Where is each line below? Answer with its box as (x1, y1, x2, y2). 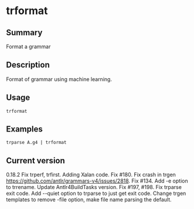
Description (6, 60, 50, 70)
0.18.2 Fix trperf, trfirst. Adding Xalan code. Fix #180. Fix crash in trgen (6, 171, 176, 178)
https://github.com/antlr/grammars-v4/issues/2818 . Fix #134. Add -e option (6, 177, 189, 184)
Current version (6, 156, 66, 166)
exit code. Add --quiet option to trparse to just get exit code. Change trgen (6, 190, 186, 197)
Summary (6, 28, 43, 38)
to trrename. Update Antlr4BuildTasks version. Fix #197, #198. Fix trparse (6, 184, 182, 191)
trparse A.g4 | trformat (6, 140, 67, 146)
